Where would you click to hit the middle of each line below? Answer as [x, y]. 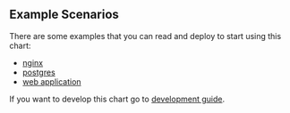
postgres [38, 72]
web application [52, 81]
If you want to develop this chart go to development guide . [117, 99]
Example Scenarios [64, 15]
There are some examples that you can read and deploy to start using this [145, 36]
